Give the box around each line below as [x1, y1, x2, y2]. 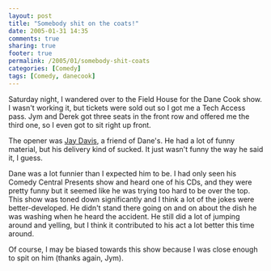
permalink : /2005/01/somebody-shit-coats [8, 57, 150, 66]
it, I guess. [8, 153, 43, 163]
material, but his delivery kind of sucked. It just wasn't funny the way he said [8, 144, 264, 154]
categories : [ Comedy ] [8, 65, 82, 73]
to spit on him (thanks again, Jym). [8, 252, 124, 263]
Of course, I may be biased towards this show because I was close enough [8, 244, 258, 254]
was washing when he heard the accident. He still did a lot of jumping [8, 211, 240, 221]
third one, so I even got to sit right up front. [8, 120, 151, 129]
